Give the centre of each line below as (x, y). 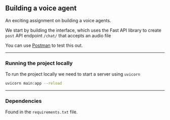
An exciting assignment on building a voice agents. (58, 20)
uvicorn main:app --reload (34, 83)
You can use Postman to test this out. (44, 45)
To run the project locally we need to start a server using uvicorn (73, 74)
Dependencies (24, 101)
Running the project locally (39, 63)
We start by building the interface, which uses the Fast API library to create (83, 30)
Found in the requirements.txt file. (41, 112)
